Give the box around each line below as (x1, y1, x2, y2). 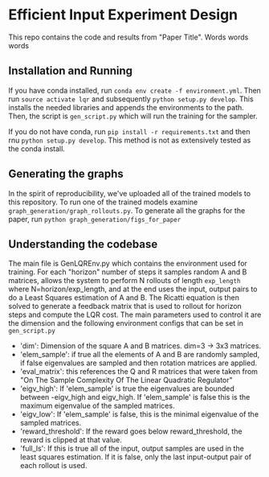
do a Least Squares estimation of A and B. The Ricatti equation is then (8, 293, 239, 302)
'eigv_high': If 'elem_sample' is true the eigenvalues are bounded (19, 384, 234, 393)
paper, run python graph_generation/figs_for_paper (8, 214, 181, 224)
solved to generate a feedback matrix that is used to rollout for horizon (8, 302, 243, 311)
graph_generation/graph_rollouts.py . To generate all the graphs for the (8, 205, 246, 215)
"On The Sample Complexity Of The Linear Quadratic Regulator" (19, 376, 233, 385)
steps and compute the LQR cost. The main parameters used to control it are (8, 310, 262, 319)
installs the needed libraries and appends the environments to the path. (8, 102, 245, 112)
